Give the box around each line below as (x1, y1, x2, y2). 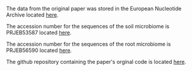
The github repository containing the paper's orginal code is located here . (6, 59, 187, 65)
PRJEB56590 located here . (6, 47, 72, 54)
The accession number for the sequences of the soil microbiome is (6, 23, 170, 30)
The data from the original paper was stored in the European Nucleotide (6, 5, 182, 12)
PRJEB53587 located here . (6, 29, 72, 36)
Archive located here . (6, 11, 59, 18)
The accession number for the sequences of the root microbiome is (6, 41, 171, 47)
